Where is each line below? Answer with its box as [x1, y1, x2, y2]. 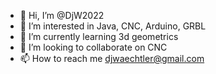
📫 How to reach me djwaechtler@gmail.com [19, 53, 205, 64]
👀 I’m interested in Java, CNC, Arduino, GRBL [19, 20, 207, 32]
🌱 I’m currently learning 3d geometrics [19, 31, 179, 42]
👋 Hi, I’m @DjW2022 [19, 10, 105, 21]
